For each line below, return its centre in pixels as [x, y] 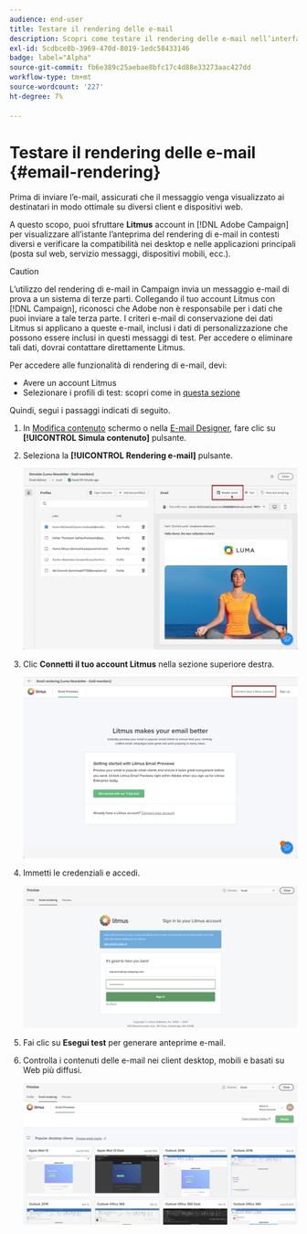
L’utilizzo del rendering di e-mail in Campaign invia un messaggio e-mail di [149, 289]
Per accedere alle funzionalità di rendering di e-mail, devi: [118, 365]
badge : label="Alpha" [51, 58]
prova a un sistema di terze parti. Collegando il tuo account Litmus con [143, 299]
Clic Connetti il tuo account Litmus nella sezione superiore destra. [148, 664]
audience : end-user [47, 19]
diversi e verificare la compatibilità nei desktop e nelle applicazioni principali [153, 244]
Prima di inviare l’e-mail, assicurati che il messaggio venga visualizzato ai [147, 198]
